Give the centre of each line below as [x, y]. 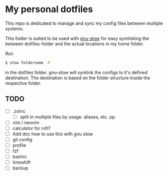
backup [20, 168]
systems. [15, 28]
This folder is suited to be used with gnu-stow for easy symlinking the [77, 38]
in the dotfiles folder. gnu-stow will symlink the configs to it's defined [76, 72]
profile [19, 145]
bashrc [20, 157]
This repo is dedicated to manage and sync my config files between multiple [84, 23]
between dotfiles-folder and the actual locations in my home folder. [75, 43]
